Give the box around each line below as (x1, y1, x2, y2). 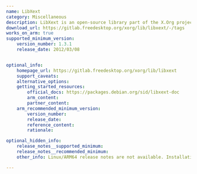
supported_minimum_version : (6, 36, 75, 41)
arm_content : (27, 95, 59, 101)
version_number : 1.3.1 (16, 41, 72, 47)
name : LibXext (6, 8, 41, 15)
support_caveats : (16, 73, 59, 79)
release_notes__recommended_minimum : (16, 149, 109, 155)
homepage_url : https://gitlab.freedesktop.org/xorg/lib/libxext (16, 68, 177, 74)
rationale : (27, 127, 54, 133)
